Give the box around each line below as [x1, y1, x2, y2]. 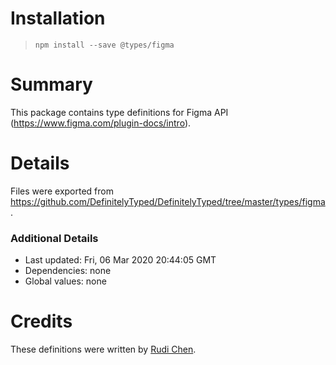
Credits [10, 310, 73, 333]
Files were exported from [10, 185, 114, 197]
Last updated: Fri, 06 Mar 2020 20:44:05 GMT [24, 254, 217, 266]
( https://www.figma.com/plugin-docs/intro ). [10, 117, 192, 129]
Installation [10, 7, 106, 30]
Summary [10, 73, 93, 96]
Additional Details [10, 231, 99, 245]
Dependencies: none [24, 265, 112, 277]
